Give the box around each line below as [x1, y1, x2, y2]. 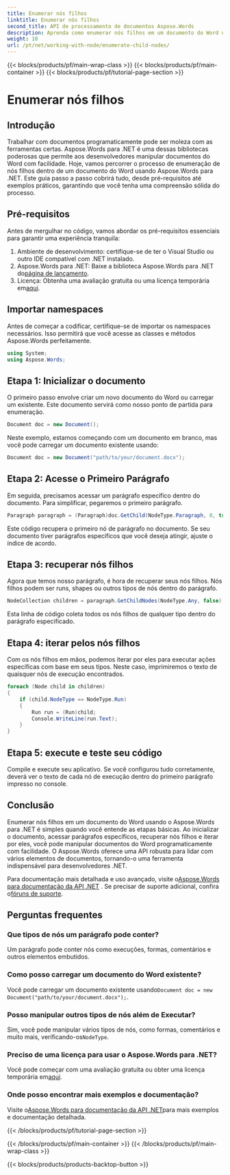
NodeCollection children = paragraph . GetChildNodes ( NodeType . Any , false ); [7, 598, 225, 605]
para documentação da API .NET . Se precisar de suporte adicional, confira [7, 882, 219, 890]
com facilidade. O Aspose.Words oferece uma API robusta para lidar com [7, 847, 214, 855]
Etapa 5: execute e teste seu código [7, 747, 162, 758]
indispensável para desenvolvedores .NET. [7, 861, 128, 870]
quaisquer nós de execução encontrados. [7, 670, 125, 678]
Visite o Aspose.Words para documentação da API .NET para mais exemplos [7, 1106, 219, 1114]
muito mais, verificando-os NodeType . [7, 1033, 110, 1041]
